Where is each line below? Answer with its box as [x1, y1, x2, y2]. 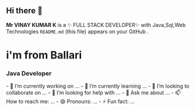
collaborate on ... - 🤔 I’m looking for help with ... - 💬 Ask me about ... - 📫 [6, 89, 181, 97]
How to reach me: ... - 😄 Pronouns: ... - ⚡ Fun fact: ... [6, 98, 135, 105]
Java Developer [6, 69, 52, 77]
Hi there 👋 [6, 6, 43, 16]
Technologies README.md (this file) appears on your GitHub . [6, 27, 149, 35]
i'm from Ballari [6, 49, 82, 61]
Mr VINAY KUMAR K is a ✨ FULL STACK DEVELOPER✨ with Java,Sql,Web [6, 21, 186, 28]
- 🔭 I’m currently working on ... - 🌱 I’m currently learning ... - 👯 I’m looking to [6, 82, 190, 90]
